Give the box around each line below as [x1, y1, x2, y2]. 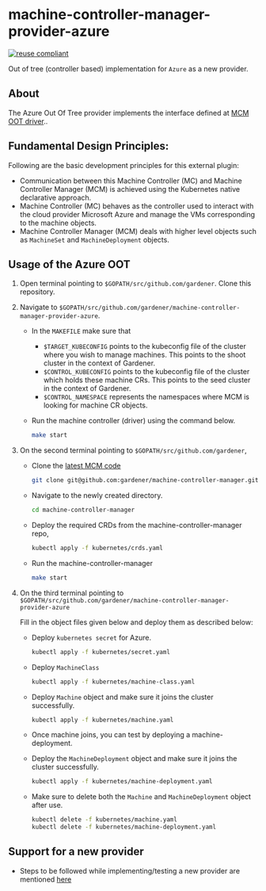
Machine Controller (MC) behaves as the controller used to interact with [19, 201, 254, 211]
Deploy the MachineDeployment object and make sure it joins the [31, 754, 237, 763]
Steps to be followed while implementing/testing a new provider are [19, 866, 240, 875]
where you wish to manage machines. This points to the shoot [43, 350, 246, 360]
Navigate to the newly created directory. [31, 491, 163, 500]
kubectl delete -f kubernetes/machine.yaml [31, 816, 178, 824]
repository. [19, 287, 55, 296]
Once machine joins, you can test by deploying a [31, 730, 191, 740]
